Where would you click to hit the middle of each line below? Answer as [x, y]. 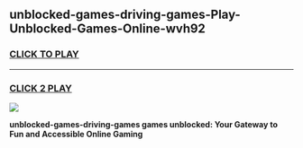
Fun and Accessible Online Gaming [76, 134]
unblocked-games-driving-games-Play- [125, 15]
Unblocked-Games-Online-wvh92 [107, 29]
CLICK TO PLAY [44, 55]
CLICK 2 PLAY [41, 88]
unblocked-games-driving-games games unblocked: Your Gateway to [143, 124]
